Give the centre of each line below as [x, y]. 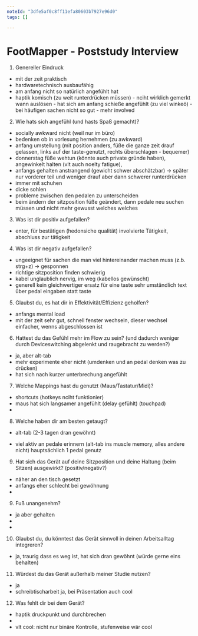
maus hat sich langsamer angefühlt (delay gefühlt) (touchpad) [90, 403]
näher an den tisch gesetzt [48, 479]
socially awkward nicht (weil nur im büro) [65, 133]
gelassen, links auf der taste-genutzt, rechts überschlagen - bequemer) [102, 152]
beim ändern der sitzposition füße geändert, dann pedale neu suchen [100, 202]
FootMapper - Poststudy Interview [93, 51]
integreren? [29, 545]
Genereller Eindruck [39, 68]
